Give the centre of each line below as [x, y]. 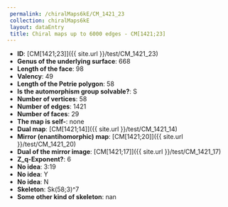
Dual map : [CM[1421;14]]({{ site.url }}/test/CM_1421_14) [97, 129]
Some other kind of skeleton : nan [66, 197]
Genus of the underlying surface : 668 [74, 62]
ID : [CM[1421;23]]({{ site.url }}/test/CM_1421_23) [87, 54]
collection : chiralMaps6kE [50, 21]
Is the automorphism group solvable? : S [77, 91]
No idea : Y [33, 174]
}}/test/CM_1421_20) [46, 144]
